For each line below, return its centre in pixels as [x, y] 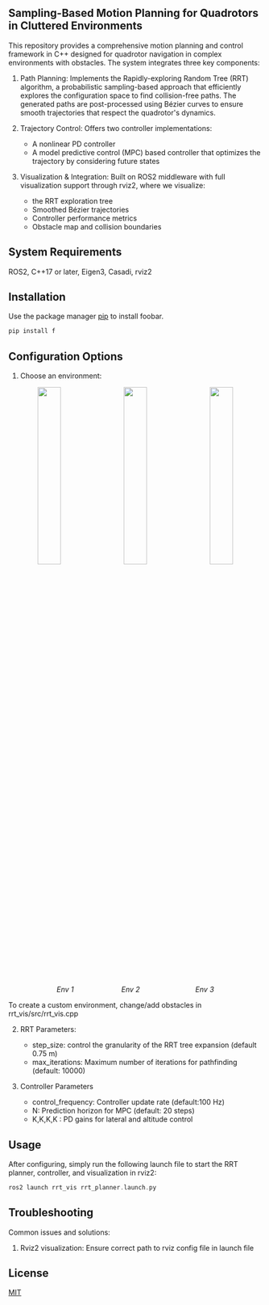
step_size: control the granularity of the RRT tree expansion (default [144, 1045]
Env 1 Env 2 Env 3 [135, 990]
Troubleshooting [51, 1212]
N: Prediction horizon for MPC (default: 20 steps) [113, 1111]
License [29, 1273]
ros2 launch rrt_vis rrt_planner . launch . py [83, 1187]
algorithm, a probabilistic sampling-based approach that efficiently [130, 86]
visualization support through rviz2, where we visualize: [112, 185]
